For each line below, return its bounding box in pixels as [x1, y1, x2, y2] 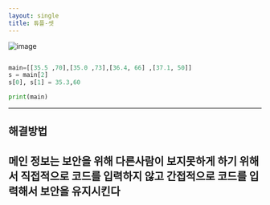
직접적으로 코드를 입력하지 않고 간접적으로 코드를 [20, 169, 247, 183]
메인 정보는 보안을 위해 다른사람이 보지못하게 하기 [8, 154, 237, 168]
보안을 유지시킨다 [39, 184, 121, 198]
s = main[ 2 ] [8, 71, 48, 79]
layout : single [8, 11, 59, 20]
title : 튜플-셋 [8, 19, 55, 27]
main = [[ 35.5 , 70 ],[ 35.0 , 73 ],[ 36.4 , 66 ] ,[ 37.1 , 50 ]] [8, 63, 193, 72]
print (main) [8, 93, 48, 101]
